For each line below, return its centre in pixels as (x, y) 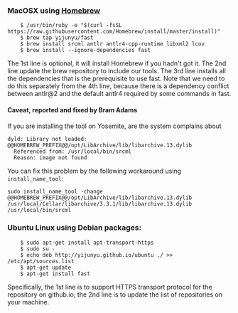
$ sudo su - (38, 249)
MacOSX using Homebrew (54, 11)
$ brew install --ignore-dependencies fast (86, 51)
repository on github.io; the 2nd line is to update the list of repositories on (115, 295)
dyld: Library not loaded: (47, 139)
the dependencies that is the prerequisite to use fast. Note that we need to (116, 79)
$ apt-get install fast (55, 274)
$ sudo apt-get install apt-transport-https (87, 243)
